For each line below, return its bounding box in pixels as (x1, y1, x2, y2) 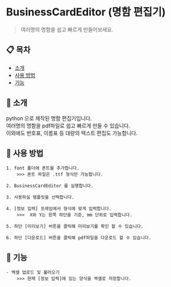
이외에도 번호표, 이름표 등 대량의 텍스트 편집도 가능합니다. (6, 129, 138, 136)
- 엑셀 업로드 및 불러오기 (6, 269, 60, 276)
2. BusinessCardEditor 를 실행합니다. (6, 183, 94, 189)
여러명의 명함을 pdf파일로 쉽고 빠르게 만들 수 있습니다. (6, 122, 130, 129)
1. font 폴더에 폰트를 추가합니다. (6, 166, 80, 171)
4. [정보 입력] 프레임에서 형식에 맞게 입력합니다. (6, 206, 112, 212)
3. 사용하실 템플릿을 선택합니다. (6, 194, 75, 200)
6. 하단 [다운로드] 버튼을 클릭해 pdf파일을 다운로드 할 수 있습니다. (6, 235, 152, 241)
